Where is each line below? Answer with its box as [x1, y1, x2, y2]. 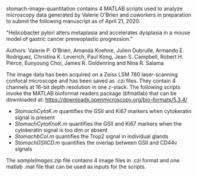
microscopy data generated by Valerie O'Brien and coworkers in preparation [6, 11, 192, 18]
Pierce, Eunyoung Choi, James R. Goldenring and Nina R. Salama [6, 59, 164, 66]
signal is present [14, 114, 55, 121]
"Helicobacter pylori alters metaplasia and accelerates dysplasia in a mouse [6, 29, 191, 36]
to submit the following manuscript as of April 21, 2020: [6, 18, 140, 24]
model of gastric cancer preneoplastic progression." [6, 36, 133, 42]
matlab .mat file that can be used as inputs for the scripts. [6, 163, 146, 170]
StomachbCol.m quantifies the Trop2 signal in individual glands [14, 133, 169, 140]
